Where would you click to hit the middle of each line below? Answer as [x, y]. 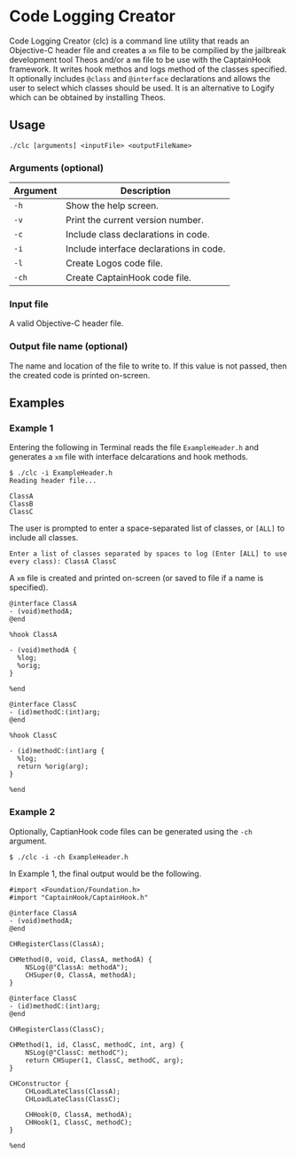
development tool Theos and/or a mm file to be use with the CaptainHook [140, 59]
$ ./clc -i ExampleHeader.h [61, 473]
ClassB [21, 504]
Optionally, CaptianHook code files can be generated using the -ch [131, 831]
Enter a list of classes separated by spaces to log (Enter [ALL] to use [148, 554]
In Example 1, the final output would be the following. [105, 874]
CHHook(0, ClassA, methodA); [79, 1114]
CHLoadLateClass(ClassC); [73, 1099]
